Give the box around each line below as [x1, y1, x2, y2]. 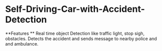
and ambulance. [5, 41, 39, 47]
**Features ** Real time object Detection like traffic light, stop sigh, [5, 30, 145, 36]
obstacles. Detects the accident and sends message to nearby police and [5, 36, 157, 42]
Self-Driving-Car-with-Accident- [5, 3, 145, 15]
